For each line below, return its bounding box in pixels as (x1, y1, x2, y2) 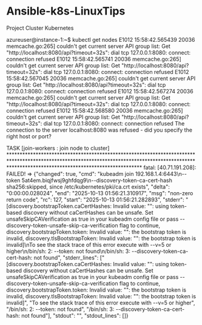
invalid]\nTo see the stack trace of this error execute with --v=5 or (6, 241, 172, 248)
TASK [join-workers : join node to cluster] (6, 144, 110, 152)
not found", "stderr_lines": (33, 253, 99, 261)
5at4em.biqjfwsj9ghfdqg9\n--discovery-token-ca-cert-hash (21, 176, 173, 184)
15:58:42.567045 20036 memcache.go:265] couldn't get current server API (6, 75, 196, 82)
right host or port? (6, 132, 52, 140)
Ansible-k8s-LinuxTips (6, 4, 126, 18)
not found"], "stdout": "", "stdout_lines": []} (21, 312, 129, 319)
